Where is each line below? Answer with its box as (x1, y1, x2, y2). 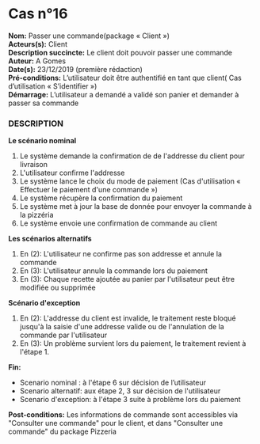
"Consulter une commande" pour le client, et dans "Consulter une (8, 419, 224, 428)
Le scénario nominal (8, 136, 77, 146)
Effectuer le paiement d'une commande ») (19, 185, 159, 195)
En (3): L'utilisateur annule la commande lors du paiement (19, 266, 208, 275)
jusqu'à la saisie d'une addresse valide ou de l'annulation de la (19, 322, 224, 332)
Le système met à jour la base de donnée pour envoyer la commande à (19, 202, 252, 211)
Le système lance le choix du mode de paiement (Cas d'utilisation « (19, 176, 241, 186)
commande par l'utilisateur (19, 330, 108, 340)
